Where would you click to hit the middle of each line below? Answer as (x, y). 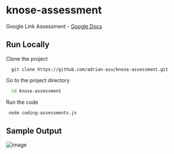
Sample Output (34, 131)
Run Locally (28, 45)
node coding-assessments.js (43, 113)
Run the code (22, 102)
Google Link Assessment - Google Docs (54, 26)
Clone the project (27, 58)
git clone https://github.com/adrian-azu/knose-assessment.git (90, 69)
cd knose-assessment (36, 91)
